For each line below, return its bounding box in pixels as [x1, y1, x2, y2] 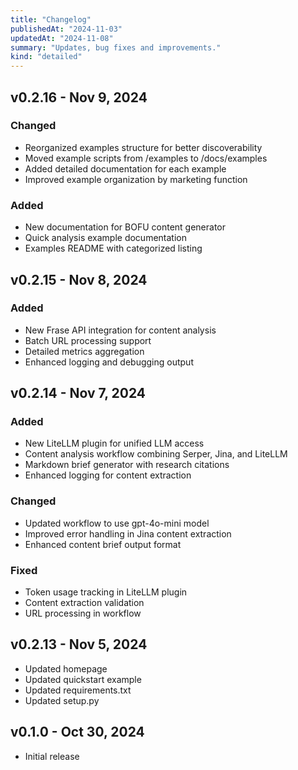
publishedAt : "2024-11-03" [10, 24, 123, 34]
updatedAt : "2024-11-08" [10, 33, 114, 43]
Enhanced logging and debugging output [24, 356, 194, 368]
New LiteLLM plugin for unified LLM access [24, 437, 205, 450]
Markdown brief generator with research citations [24, 459, 230, 471]
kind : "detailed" [10, 52, 83, 62]
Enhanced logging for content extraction [24, 469, 192, 481]
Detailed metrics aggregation [24, 345, 145, 357]
